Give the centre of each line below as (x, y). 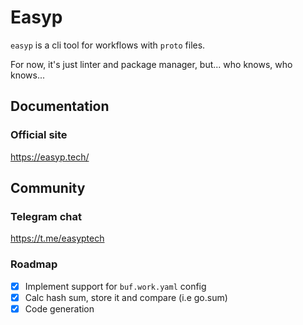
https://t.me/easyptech (57, 238)
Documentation (60, 106)
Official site (39, 135)
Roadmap (34, 264)
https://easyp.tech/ (50, 157)
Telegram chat (46, 216)
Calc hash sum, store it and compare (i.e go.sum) (126, 297)
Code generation (59, 308)
